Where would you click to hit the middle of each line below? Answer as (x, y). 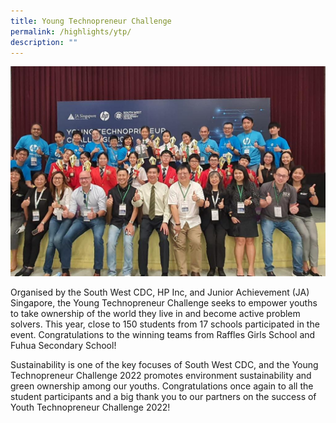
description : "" (44, 42)
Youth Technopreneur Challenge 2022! (90, 407)
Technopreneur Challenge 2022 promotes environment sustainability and (161, 376)
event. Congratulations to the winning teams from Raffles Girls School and (163, 335)
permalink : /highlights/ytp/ (71, 31)
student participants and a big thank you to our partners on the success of (163, 397)
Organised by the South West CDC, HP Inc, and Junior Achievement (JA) (160, 292)
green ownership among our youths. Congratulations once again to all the (162, 386)
